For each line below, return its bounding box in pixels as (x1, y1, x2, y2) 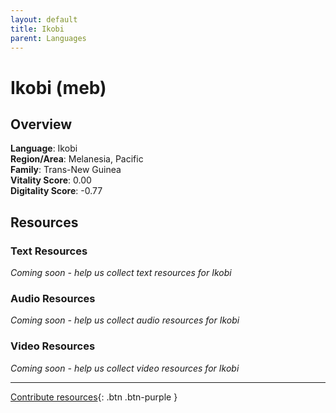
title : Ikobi (10, 24, 65, 34)
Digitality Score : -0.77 (10, 185, 103, 197)
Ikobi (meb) (10, 76, 107, 99)
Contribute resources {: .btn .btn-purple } (10, 391, 178, 403)
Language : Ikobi (10, 142, 78, 155)
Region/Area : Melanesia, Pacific (10, 153, 144, 165)
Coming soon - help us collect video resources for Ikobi (10, 362, 240, 374)
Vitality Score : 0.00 (10, 174, 92, 186)
